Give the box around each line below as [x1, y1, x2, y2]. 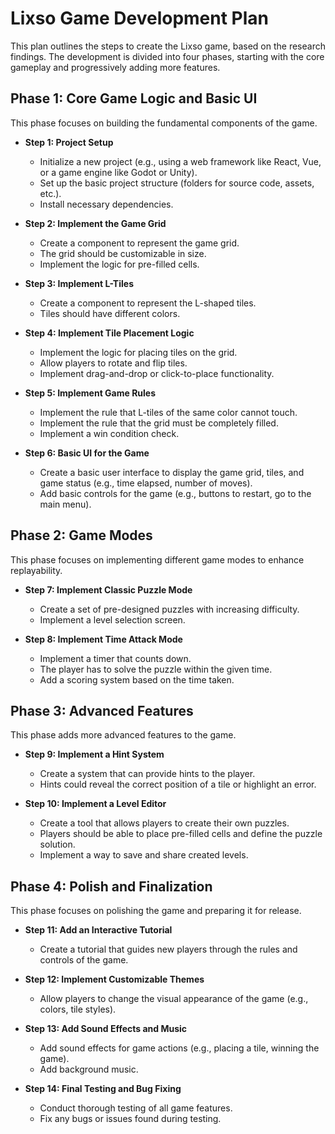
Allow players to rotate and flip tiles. [39, 357, 188, 369]
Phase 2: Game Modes [10, 527, 153, 544]
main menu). [39, 498, 92, 510]
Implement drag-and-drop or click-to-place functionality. [39, 367, 275, 379]
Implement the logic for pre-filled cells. [39, 258, 200, 270]
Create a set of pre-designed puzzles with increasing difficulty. [39, 603, 300, 615]
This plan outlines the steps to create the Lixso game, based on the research [10, 40, 326, 52]
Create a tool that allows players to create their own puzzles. [39, 817, 290, 829]
